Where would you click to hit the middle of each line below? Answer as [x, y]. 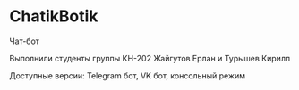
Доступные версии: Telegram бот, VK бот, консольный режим [128, 75]
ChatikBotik [54, 16]
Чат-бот [25, 41]
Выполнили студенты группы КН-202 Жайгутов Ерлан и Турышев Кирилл [150, 58]
